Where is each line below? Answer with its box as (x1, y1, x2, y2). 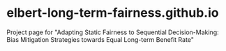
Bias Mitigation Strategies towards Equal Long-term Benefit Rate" (6, 35, 195, 43)
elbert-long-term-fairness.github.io (6, 5, 219, 21)
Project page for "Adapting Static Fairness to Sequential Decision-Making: (6, 28, 219, 36)
